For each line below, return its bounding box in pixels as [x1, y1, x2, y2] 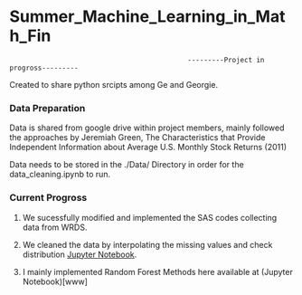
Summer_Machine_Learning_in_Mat [9, 6, 286, 27]
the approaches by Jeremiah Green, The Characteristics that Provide [9, 132, 266, 143]
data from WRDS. [22, 222, 88, 233]
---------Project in [187, 55, 265, 64]
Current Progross [9, 192, 88, 205]
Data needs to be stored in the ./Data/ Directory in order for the [9, 159, 244, 170]
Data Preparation [9, 101, 86, 114]
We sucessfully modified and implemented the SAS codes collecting [22, 212, 278, 223]
